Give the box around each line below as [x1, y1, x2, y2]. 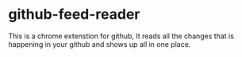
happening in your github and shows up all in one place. [8, 39, 191, 48]
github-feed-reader [8, 5, 140, 23]
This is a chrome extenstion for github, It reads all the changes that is [8, 31, 234, 41]
